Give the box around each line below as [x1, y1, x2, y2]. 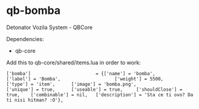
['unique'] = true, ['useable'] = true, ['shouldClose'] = [6, 86, 183, 93]
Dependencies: [6, 35, 44, 42]
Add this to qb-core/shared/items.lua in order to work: [6, 59, 141, 66]
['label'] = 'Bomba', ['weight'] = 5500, [6, 76, 164, 82]
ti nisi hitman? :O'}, [6, 97, 64, 103]
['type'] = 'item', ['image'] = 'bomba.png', [6, 81, 137, 87]
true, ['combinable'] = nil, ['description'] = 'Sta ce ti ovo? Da [6, 91, 194, 97]
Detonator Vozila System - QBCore [6, 24, 93, 31]
